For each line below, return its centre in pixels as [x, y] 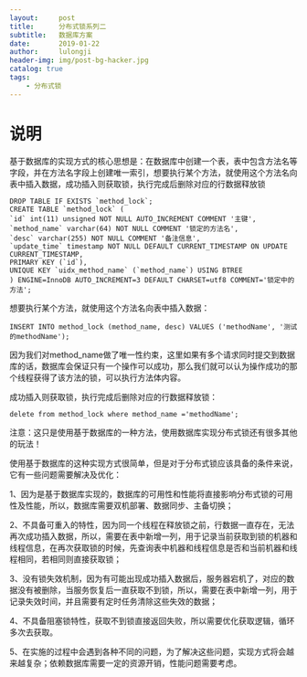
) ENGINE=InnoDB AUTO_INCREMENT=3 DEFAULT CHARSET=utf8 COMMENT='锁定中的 [152, 280]
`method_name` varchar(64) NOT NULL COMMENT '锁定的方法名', [124, 228]
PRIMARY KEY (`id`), [49, 262]
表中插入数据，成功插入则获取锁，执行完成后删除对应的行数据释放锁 [138, 184]
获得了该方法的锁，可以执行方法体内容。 [109, 377]
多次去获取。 [33, 632]
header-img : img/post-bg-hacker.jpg [79, 60]
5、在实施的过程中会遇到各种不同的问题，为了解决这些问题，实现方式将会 [148, 651]
